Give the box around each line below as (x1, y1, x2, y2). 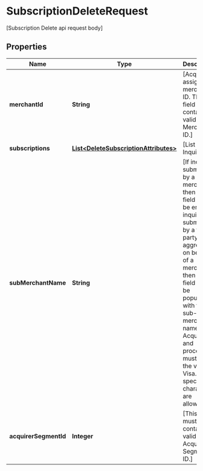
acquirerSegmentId (9, 432, 66, 440)
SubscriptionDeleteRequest (6, 4, 149, 18)
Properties (6, 42, 47, 52)
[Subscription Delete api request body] (6, 24, 103, 31)
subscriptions (9, 144, 50, 152)
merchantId (9, 100, 43, 108)
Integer (71, 432, 94, 440)
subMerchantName (9, 278, 66, 287)
